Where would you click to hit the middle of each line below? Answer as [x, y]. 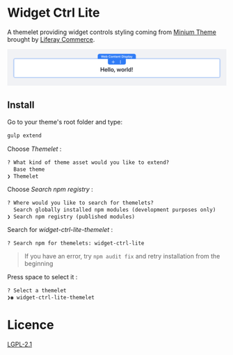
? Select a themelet [37, 290]
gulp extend [24, 135]
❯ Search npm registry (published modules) [71, 217]
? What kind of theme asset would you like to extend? [88, 162]
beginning [39, 263]
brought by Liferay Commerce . [51, 39]
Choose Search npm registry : [50, 189]
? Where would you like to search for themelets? [81, 203]
